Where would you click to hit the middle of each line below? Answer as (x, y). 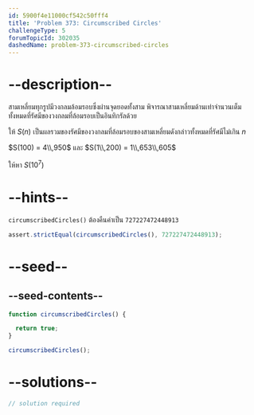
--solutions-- (53, 382)
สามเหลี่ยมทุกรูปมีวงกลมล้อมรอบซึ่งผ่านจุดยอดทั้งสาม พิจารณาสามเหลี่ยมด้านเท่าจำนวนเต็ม (125, 107)
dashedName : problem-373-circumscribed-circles (89, 45)
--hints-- (39, 197)
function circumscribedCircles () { (67, 314)
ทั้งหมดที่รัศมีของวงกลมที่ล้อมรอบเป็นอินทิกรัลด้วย (72, 115)
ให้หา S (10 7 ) (26, 164)
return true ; (37, 329)
